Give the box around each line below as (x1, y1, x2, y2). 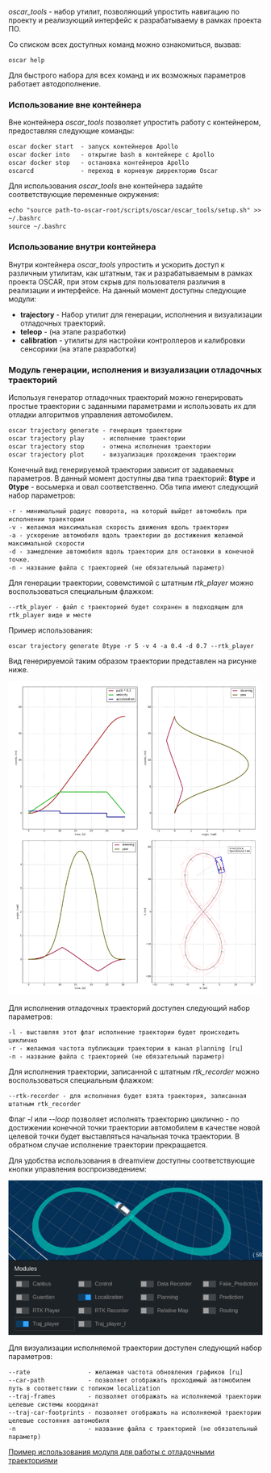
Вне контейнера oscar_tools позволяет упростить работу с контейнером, (8, 117, 261, 128)
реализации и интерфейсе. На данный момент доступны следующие (8, 285, 247, 295)
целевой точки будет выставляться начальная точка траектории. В (8, 1131, 240, 1141)
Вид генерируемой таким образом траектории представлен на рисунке (8, 656, 256, 666)
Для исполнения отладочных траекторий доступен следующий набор (8, 1003, 250, 1012)
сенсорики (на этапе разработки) (19, 343, 137, 354)
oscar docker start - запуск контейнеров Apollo (8, 143, 179, 151)
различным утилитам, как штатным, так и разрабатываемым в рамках (8, 268, 252, 278)
